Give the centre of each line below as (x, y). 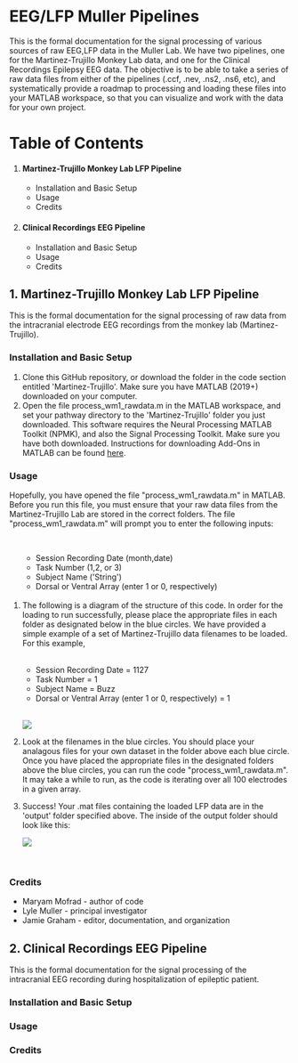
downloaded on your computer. (80, 396)
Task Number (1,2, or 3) (79, 567)
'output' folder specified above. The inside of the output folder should (150, 816)
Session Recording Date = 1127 (92, 669)
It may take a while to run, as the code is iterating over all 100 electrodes (154, 779)
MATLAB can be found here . (74, 452)
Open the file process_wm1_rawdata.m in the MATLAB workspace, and (151, 405)
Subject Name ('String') (79, 577)
